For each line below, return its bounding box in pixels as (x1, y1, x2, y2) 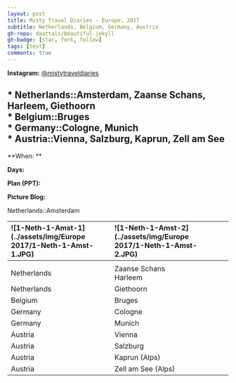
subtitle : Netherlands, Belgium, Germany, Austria (7, 23, 159, 30)
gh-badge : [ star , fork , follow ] (7, 37, 102, 44)
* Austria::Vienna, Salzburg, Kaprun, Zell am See (7, 133, 225, 145)
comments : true (7, 50, 52, 57)
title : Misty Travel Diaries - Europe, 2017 (7, 17, 140, 24)
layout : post (7, 10, 46, 18)
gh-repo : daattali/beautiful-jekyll (7, 30, 114, 37)
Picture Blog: (7, 193, 46, 201)
